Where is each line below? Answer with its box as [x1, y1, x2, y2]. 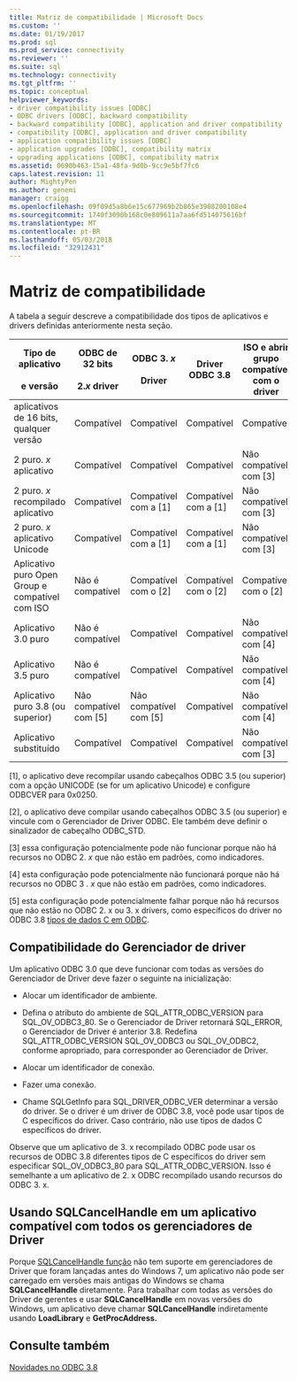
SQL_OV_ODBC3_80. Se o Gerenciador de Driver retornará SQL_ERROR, [21, 1016, 283, 1027]
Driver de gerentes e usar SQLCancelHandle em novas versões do [9, 1293, 253, 1304]
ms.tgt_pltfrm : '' [9, 79, 77, 88]
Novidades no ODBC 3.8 [9, 1362, 98, 1372]
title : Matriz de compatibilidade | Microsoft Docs [9, 12, 203, 22]
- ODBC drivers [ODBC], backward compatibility [9, 112, 188, 120]
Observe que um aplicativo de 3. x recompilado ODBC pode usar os [9, 1141, 256, 1152]
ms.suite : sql [9, 63, 62, 72]
